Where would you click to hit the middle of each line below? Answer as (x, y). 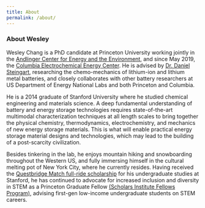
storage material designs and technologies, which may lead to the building (100, 136)
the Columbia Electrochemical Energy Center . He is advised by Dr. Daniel (98, 65)
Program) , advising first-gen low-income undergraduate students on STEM (101, 193)
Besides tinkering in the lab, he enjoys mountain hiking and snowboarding (99, 154)
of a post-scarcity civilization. (44, 142)
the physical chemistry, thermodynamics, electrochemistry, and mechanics (101, 122)
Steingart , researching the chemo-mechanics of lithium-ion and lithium (95, 72)
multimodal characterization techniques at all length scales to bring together (102, 116)
